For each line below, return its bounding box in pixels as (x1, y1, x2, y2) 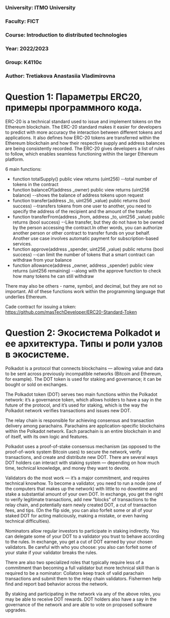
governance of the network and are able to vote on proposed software (5, 602, 153, 608)
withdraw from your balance (12, 257, 72, 263)
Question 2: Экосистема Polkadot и (5, 327, 161, 338)
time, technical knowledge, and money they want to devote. (5, 465, 130, 471)
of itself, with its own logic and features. (5, 434, 89, 440)
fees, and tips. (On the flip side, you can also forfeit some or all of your (5, 507, 153, 513)
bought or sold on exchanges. (5, 382, 68, 388)
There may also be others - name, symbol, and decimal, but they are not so (5, 283, 162, 289)
